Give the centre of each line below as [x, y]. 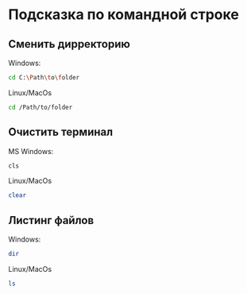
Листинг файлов [51, 220]
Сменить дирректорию [69, 44]
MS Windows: [31, 151]
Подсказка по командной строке [124, 15]
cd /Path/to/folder [41, 107]
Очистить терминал [61, 132]
